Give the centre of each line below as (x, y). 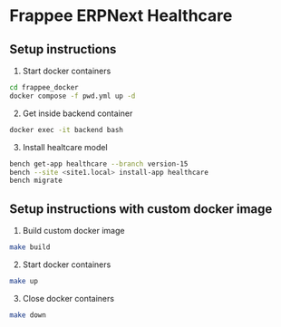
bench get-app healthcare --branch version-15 (99, 164)
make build (30, 247)
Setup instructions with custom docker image (141, 209)
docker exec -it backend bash (67, 130)
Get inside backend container (78, 113)
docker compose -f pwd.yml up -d (73, 96)
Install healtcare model (65, 147)
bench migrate (36, 181)
